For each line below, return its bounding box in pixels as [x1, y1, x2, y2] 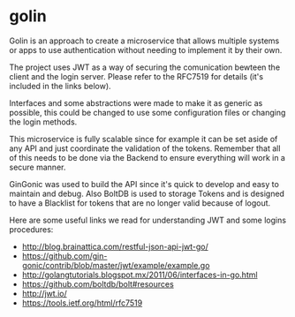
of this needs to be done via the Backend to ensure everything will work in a [9, 152, 285, 162]
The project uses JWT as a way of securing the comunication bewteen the [9, 62, 281, 72]
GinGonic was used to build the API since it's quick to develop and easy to [9, 178, 280, 189]
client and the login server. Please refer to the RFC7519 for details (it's [9, 71, 263, 81]
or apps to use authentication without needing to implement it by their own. [9, 44, 283, 55]
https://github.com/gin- [21, 250, 108, 261]
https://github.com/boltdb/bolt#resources [21, 278, 174, 289]
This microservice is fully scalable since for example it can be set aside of [9, 133, 278, 144]
